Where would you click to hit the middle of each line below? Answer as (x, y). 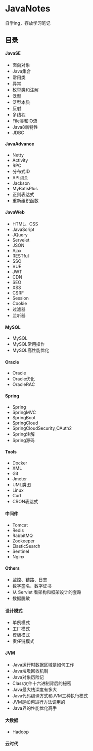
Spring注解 (23, 434)
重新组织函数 (25, 200)
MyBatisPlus (25, 188)
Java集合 (22, 71)
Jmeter (20, 479)
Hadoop (20, 732)
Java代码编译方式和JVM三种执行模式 (50, 695)
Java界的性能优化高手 (35, 708)
